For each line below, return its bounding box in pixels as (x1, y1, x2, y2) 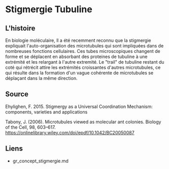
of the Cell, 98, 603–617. (5, 124, 56, 130)
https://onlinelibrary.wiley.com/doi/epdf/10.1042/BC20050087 (5, 129, 134, 135)
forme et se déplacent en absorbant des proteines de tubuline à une (5, 53, 148, 60)
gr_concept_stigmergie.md (12, 158, 69, 164)
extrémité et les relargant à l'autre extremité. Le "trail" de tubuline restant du (5, 59, 164, 65)
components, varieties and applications (5, 108, 88, 115)
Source (5, 90, 29, 99)
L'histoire (5, 24, 36, 33)
